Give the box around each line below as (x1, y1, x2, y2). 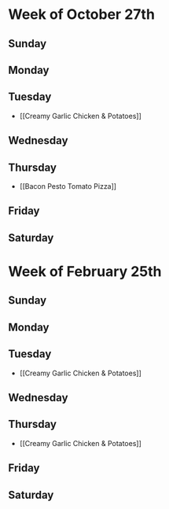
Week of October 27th (8, 6, 156, 24)
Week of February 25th (8, 262, 163, 280)
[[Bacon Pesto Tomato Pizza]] (19, 181, 116, 190)
